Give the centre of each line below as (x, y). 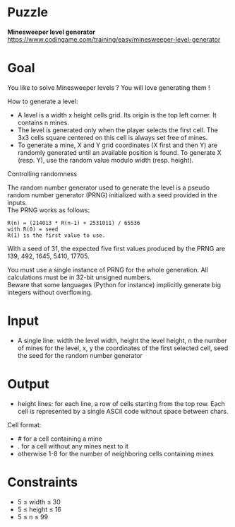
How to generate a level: (43, 101)
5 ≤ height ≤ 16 (40, 509)
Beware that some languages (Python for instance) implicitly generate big (114, 284)
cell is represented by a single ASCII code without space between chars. (123, 411)
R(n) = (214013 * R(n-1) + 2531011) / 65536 (74, 223)
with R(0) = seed (33, 229)
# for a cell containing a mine (60, 439)
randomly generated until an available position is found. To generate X (120, 152)
